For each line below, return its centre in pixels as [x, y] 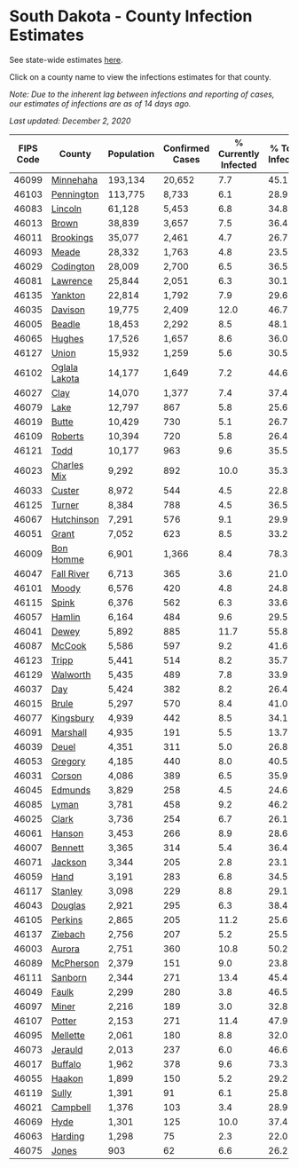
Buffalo [66, 1064]
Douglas [68, 905]
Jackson [69, 862]
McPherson [75, 963]
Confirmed [186, 148]
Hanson [67, 833]
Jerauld [67, 1049]
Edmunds [71, 790]
